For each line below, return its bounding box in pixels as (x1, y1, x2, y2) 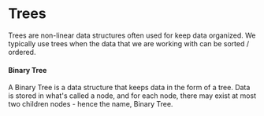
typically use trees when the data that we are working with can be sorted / (8, 38, 250, 48)
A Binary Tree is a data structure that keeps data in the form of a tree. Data (8, 83, 251, 92)
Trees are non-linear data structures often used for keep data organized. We (8, 31, 256, 40)
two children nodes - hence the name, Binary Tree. (8, 100, 173, 109)
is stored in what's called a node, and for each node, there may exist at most (8, 91, 257, 100)
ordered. (8, 47, 36, 56)
